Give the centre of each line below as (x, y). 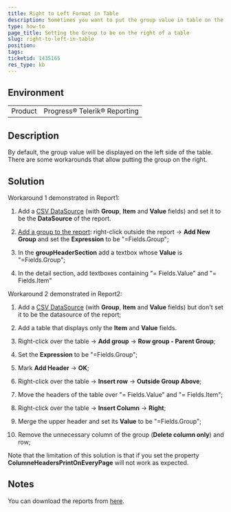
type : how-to (26, 26)
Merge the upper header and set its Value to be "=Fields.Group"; (109, 422)
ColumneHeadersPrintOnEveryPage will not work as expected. (98, 463)
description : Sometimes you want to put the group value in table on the (116, 20)
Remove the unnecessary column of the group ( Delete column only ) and (121, 435)
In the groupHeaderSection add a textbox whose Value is (100, 253)
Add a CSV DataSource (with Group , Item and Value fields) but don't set (121, 307)
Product (24, 111)
